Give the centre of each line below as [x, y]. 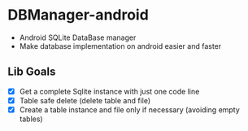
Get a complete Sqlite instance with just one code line [109, 91]
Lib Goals [32, 72]
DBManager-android [78, 15]
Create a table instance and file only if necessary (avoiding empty [130, 109]
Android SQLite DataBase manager [78, 37]
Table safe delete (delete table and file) [85, 100]
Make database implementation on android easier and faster [120, 46]
